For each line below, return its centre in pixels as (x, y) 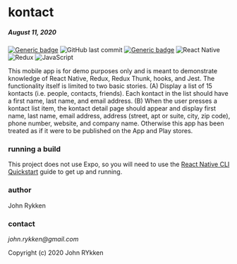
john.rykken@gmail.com (43, 239)
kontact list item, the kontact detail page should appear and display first (112, 108)
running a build (35, 149)
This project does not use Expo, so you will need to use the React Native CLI (119, 164)
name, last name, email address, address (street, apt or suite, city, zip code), (119, 116)
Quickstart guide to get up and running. (65, 172)
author (20, 190)
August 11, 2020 (32, 32)
